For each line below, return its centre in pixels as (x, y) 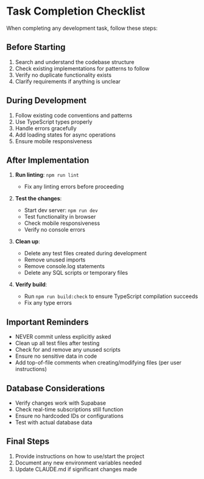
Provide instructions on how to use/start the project (80, 456)
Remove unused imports (55, 260)
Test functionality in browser (60, 217)
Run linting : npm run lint (47, 175)
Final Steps (28, 442)
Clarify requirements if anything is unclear (68, 81)
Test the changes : (38, 199)
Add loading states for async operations (65, 135)
